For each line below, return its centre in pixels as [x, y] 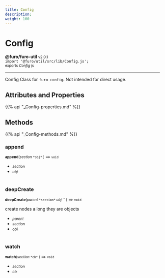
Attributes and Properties [45, 95]
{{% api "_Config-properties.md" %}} [43, 107]
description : [18, 14]
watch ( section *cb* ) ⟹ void [30, 257]
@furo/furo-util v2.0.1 [27, 57]
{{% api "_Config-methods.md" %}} [41, 134]
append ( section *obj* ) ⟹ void [32, 157]
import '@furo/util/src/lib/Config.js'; [47, 62]
